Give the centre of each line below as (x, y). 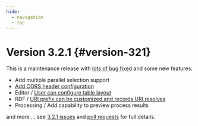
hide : (13, 12)
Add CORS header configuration (54, 86)
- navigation (28, 17)
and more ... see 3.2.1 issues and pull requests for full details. (81, 117)
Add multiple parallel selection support (62, 80)
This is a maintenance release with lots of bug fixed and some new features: (100, 68)
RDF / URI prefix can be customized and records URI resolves (90, 99)
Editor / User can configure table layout (63, 93)
